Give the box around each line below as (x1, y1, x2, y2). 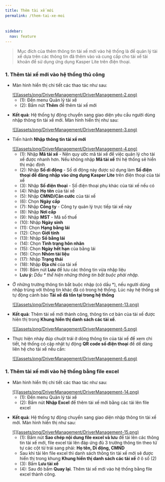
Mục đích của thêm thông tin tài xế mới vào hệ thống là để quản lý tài (17, 48, 158, 54)
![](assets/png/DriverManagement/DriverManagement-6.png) (12, 356, 137, 362)
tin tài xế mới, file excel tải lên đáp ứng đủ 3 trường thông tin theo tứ (19, 439, 158, 445)
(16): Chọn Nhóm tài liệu (19, 251, 70, 257)
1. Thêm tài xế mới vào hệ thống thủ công (5, 71, 105, 78)
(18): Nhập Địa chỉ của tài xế (19, 262, 77, 267)
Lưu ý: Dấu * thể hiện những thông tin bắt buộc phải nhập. (19, 272, 139, 278)
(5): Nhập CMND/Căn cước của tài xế (19, 193, 96, 199)
